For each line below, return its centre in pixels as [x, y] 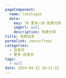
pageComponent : [20, 9]
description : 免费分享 [35, 32]
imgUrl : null [27, 28]
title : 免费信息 [20, 37]
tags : [10, 59]
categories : [17, 46]
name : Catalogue [26, 14]
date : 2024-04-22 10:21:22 [32, 68]
